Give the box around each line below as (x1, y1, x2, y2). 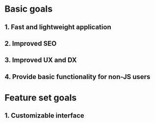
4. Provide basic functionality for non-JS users (4, 72, 151, 81)
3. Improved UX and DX (4, 56, 77, 64)
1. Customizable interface (4, 111, 84, 120)
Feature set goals (4, 92, 77, 103)
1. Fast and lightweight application (4, 23, 111, 31)
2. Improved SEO (4, 39, 57, 47)
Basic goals (4, 3, 52, 15)
